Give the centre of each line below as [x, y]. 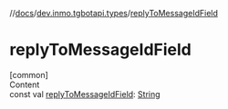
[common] [29, 74]
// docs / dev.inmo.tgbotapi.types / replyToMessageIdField [114, 13]
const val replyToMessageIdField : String [85, 94]
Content [25, 84]
